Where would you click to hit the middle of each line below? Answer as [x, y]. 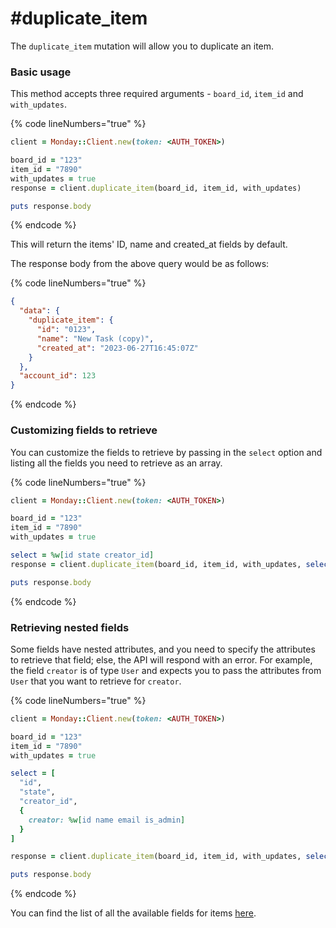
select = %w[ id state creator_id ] [82, 555]
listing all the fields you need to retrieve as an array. [116, 463]
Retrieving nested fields [70, 627]
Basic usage [41, 72]
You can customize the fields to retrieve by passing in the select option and [166, 452]
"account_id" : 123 [58, 376]
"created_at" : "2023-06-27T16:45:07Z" [117, 348]
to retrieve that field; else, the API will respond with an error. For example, [161, 659]
